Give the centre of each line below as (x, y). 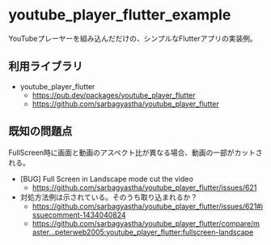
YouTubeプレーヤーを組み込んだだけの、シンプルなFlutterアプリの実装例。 (133, 38)
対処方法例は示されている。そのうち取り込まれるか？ (109, 197)
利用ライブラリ (46, 67)
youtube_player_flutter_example (120, 15)
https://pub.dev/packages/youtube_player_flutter (114, 95)
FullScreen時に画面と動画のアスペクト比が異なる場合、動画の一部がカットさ (135, 153)
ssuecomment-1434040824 (79, 215)
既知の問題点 (40, 131)
